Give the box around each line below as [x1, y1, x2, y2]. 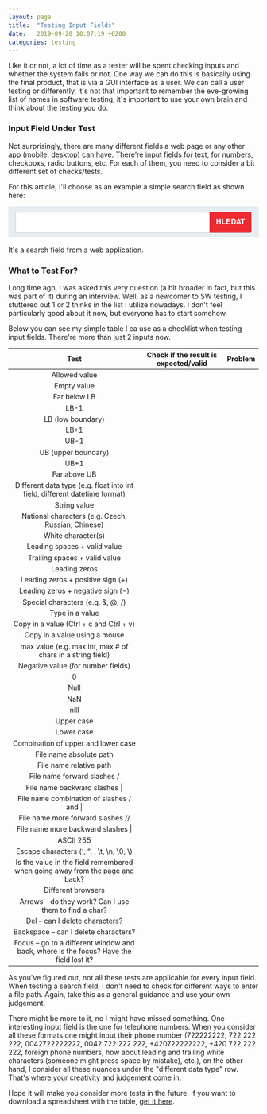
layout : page [8, 13, 52, 21]
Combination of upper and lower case [13, 738, 137, 748]
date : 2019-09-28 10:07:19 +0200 [8, 29, 126, 37]
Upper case [55, 716, 94, 726]
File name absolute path [35, 749, 114, 759]
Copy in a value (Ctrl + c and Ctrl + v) [13, 619, 136, 629]
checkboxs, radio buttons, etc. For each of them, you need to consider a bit [8, 158, 255, 167]
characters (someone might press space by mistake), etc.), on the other [8, 1055, 244, 1065]
